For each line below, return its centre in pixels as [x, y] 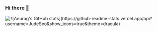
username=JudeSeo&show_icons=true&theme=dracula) [63, 24]
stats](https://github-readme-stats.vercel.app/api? [101, 19]
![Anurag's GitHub [30, 19]
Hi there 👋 [17, 8]
